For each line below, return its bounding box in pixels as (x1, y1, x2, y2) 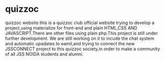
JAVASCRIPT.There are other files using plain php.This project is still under (5, 30, 158, 36)
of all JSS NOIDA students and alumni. (5, 51, 83, 57)
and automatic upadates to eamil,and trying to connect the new (5, 40, 135, 46)
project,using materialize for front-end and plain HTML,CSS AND (5, 25, 138, 30)
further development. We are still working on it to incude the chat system (5, 35, 155, 41)
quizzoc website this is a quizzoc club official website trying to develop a (5, 20, 155, 26)
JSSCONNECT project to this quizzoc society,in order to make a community (5, 46, 161, 52)
